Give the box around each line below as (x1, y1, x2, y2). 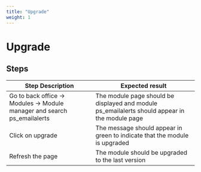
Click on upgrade (9, 131, 58, 139)
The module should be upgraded (95, 148, 187, 156)
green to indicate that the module (95, 131, 189, 139)
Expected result (120, 81, 167, 90)
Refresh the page (9, 152, 58, 160)
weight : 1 (6, 14, 31, 20)
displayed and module (95, 99, 157, 107)
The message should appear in (95, 124, 182, 132)
